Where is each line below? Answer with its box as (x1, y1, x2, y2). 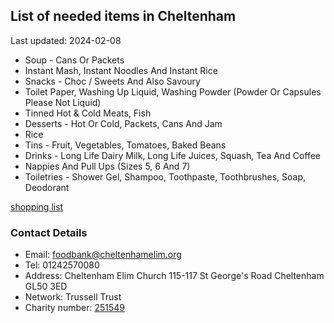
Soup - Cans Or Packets (24, 54, 125, 66)
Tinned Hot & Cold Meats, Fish (24, 107, 152, 119)
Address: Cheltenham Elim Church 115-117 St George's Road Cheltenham (24, 270, 325, 282)
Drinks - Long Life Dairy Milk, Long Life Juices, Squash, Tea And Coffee (24, 149, 322, 161)
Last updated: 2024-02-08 (10, 34, 122, 46)
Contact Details (10, 225, 88, 239)
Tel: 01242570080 (24, 259, 100, 271)
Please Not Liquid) (24, 96, 102, 108)
